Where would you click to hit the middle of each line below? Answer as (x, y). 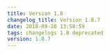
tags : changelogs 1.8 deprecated (55, 33)
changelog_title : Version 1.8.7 (54, 20)
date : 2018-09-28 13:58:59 (46, 26)
